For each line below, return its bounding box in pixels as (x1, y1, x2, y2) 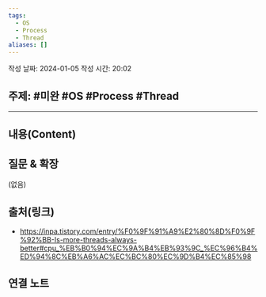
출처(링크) (8, 205, 55, 219)
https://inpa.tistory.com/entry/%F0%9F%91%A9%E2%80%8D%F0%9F (19, 227, 256, 236)
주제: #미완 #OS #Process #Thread (8, 89, 180, 103)
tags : (8, 11, 26, 20)
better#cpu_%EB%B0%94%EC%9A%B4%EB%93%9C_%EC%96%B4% (19, 243, 258, 253)
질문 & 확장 (8, 157, 59, 170)
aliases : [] (8, 41, 47, 49)
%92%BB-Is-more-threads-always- (19, 234, 137, 244)
